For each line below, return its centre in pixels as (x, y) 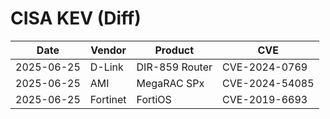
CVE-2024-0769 (265, 67)
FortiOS (154, 99)
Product (174, 50)
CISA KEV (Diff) (76, 18)
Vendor (108, 50)
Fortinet (108, 99)
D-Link (106, 67)
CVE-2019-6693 (265, 99)
